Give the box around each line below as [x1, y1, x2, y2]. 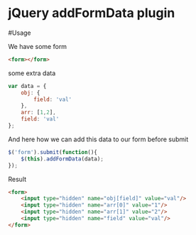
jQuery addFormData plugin [8, 5, 175, 21]
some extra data [8, 69, 56, 77]
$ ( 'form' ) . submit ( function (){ [8, 148, 98, 155]
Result [8, 175, 27, 183]
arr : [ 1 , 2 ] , [21, 109, 56, 116]
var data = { [8, 82, 47, 89]
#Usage [8, 28, 31, 37]
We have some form [8, 42, 67, 50]
